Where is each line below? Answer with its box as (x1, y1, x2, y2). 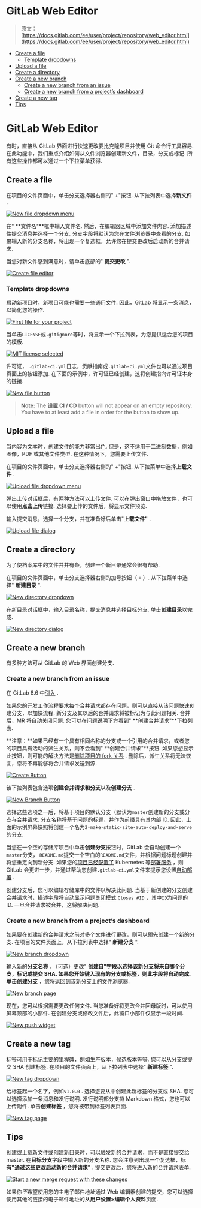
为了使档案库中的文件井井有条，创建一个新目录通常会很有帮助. (6, 561, 160, 568)
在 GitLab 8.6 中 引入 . (6, 689, 59, 696)
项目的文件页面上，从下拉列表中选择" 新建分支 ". (19, 939, 139, 946)
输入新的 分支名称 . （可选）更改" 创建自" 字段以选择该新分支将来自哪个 (6, 963, 181, 970)
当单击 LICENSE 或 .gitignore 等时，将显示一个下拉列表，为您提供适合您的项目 (6, 330, 193, 338)
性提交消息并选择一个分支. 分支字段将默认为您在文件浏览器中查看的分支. (6, 230, 184, 237)
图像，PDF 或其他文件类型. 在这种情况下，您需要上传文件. (6, 450, 148, 457)
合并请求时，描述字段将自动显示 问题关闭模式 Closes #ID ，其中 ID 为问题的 (6, 894, 188, 901)
